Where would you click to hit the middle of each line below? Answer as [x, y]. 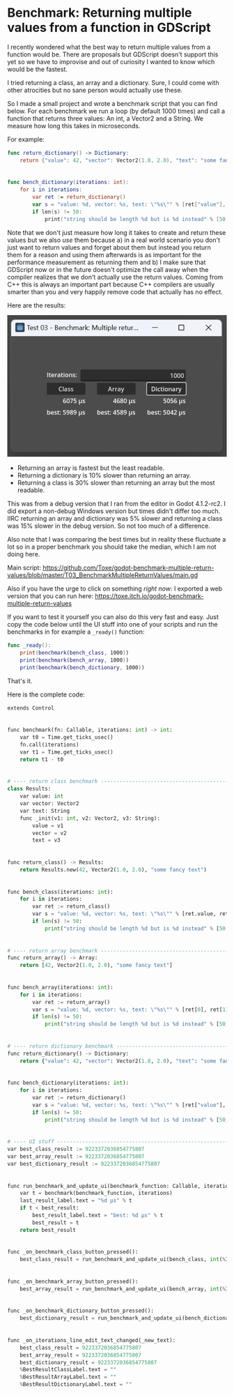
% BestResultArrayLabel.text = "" [68, 1377]
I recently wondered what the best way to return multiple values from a [109, 47]
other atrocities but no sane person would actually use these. [95, 90]
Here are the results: [37, 305]
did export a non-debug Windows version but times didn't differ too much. [114, 511]
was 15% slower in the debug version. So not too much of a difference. [109, 526]
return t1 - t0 [42, 759]
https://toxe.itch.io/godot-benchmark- [149, 596]
